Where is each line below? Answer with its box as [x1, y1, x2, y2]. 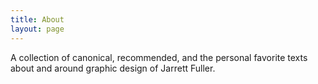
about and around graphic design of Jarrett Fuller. [10, 62, 216, 74]
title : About [10, 14, 65, 25]
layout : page [10, 24, 65, 34]
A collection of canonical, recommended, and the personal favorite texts [10, 51, 308, 63]
